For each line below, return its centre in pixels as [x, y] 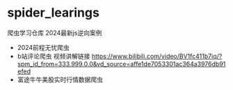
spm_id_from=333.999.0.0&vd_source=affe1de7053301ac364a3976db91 [121, 64]
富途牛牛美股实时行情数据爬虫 [60, 79]
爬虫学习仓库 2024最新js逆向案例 [55, 33]
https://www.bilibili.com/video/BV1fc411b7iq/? [157, 56]
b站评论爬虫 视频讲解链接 [54, 56]
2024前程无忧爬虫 [43, 47]
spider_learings [53, 13]
